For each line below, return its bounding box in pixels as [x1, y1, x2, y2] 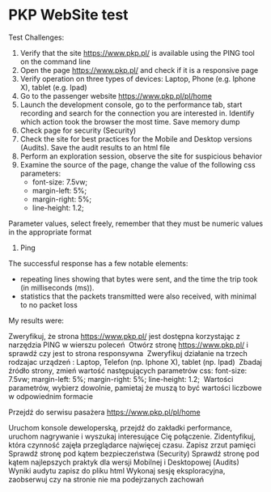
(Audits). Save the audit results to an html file [19, 142, 171, 152]
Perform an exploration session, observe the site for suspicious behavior [19, 151, 263, 161]
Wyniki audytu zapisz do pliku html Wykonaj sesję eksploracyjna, [8, 465, 226, 475]
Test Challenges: [8, 32, 65, 42]
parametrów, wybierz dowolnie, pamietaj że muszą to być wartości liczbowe [8, 383, 262, 392]
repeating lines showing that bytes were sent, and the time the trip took [19, 274, 258, 284]
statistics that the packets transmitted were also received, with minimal [19, 291, 257, 301]
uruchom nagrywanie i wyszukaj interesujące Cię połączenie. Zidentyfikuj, [8, 431, 256, 441]
